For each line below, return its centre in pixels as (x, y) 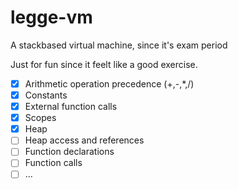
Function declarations (69, 152)
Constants (46, 95)
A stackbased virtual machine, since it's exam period (119, 45)
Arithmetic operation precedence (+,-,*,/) (109, 83)
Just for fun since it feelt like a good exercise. (104, 64)
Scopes (40, 118)
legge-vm (51, 17)
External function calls (71, 107)
